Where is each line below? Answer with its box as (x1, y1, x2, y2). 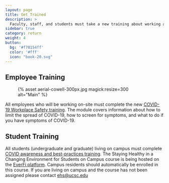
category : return (5, 31, 42, 36)
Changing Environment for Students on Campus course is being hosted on (5, 156, 159, 162)
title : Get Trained (5, 12, 46, 17)
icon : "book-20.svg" (10, 54, 53, 59)
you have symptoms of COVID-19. (5, 117, 75, 124)
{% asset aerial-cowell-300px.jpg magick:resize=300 (18, 86, 129, 92)
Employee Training (5, 73, 65, 81)
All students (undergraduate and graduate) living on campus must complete (5, 146, 162, 151)
